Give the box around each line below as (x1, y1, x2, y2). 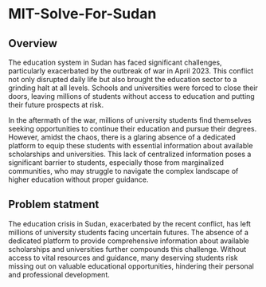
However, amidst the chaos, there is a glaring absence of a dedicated (8, 132, 237, 142)
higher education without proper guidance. (8, 175, 149, 184)
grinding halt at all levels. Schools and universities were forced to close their (8, 83, 259, 92)
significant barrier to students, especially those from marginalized (8, 158, 225, 167)
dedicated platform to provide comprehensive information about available (8, 236, 249, 246)
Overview (8, 37, 58, 50)
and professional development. (8, 269, 110, 279)
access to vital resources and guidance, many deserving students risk (8, 253, 238, 262)
